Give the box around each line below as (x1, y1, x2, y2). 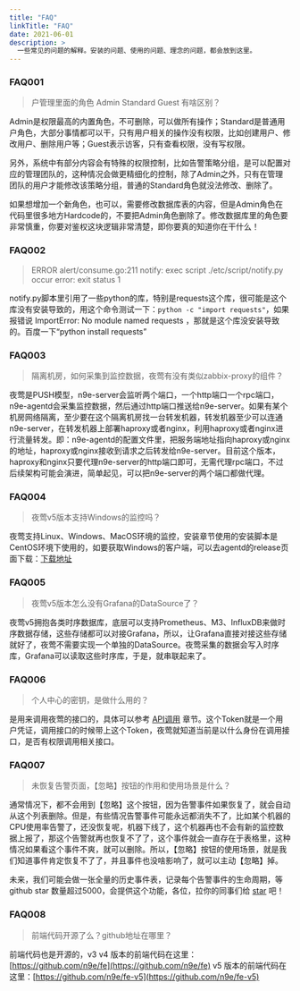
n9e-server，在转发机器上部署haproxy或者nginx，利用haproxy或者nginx (9, 423, 276, 434)
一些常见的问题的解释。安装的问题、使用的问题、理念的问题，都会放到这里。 (17, 47, 257, 55)
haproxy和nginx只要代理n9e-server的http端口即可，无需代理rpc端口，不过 (9, 457, 284, 468)
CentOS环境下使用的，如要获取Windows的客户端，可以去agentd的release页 (9, 542, 289, 553)
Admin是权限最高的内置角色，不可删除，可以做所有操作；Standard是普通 (9, 116, 278, 127)
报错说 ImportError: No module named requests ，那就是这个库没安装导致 (9, 315, 279, 326)
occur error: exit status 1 (30, 274, 121, 284)
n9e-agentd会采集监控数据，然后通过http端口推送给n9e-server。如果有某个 (9, 401, 288, 411)
